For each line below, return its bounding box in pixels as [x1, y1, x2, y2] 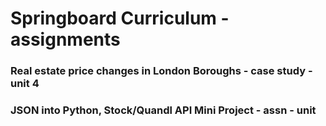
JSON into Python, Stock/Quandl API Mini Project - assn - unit [10, 103, 317, 117]
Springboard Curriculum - [10, 7, 230, 30]
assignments [10, 28, 121, 51]
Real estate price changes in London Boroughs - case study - [10, 64, 313, 78]
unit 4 [10, 77, 40, 91]
